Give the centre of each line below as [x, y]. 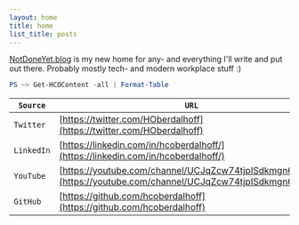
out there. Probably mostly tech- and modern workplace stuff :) [125, 68]
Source [32, 106]
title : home [31, 26]
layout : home [33, 17]
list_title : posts [43, 34]
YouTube [30, 176]
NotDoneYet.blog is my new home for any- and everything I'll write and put [146, 60]
